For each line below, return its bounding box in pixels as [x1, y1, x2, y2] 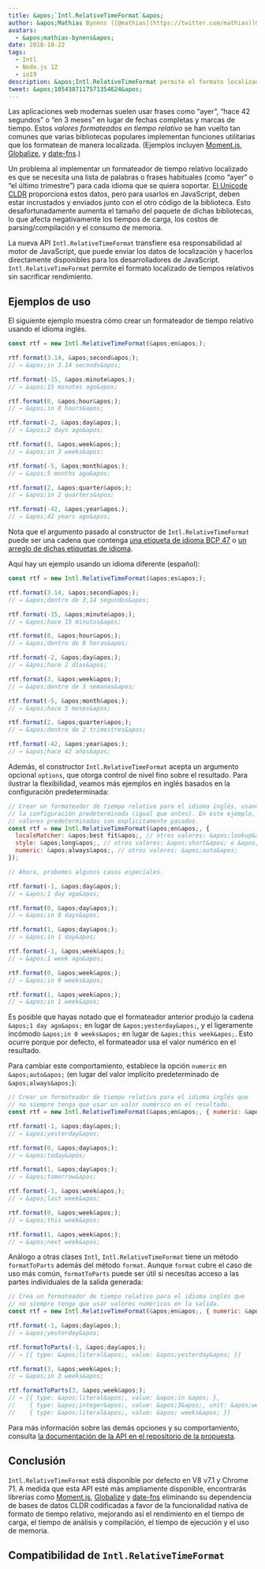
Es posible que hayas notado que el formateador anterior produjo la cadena [8, 1012, 254, 1021]
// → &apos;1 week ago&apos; [8, 954, 104, 962]
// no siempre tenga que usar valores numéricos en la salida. [8, 1300, 221, 1308]
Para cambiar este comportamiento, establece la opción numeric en [8, 1061, 227, 1071]
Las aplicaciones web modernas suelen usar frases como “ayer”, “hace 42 [8, 107, 251, 116]
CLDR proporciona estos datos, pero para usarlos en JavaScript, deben [8, 189, 241, 199]
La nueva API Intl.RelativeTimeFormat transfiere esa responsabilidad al [8, 238, 242, 248]
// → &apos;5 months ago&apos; [8, 469, 111, 477]
